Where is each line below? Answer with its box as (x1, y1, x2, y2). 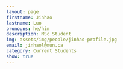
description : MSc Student (6, 31, 71, 37)
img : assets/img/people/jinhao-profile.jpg (6, 37, 118, 43)
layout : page (6, 8, 39, 15)
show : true (6, 53, 34, 59)
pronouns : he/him (6, 25, 50, 32)
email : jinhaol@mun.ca (6, 43, 63, 49)
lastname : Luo (6, 20, 42, 26)
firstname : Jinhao (6, 14, 52, 20)
